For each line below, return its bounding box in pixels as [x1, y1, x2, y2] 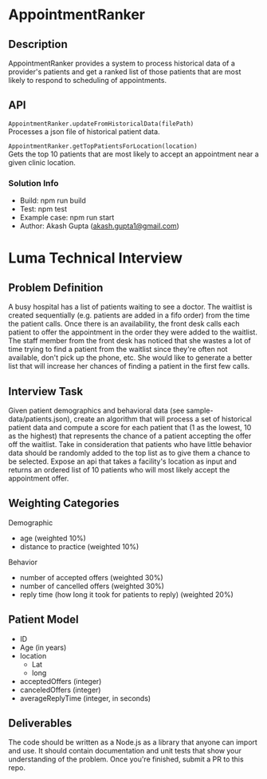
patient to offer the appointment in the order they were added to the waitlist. [8, 327, 257, 337]
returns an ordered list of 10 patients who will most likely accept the [8, 465, 230, 474]
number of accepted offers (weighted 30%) [19, 572, 163, 582]
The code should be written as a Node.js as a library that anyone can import [8, 737, 257, 747]
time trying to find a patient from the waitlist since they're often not [8, 345, 228, 354]
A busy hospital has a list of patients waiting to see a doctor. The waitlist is [8, 302, 253, 312]
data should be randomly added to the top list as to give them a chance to [8, 448, 251, 457]
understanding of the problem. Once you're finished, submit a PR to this [8, 754, 245, 764]
